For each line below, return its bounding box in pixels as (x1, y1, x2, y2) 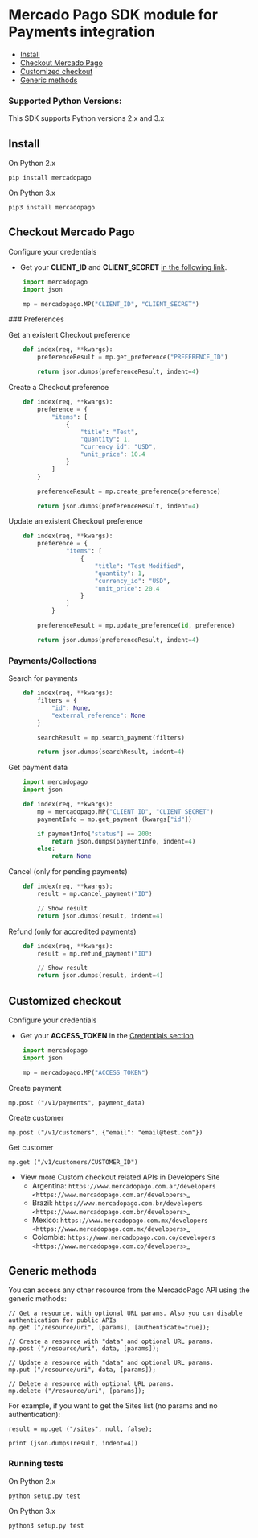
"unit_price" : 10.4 (80, 450, 146, 458)
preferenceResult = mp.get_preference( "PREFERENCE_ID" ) (37, 353, 228, 362)
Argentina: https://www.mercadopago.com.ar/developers (31, 1180, 216, 1190)
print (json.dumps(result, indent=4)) (8, 1440, 138, 1448)
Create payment (8, 1083, 62, 1092)
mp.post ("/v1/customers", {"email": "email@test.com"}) (8, 1128, 203, 1137)
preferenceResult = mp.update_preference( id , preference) (37, 622, 235, 630)
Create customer (8, 1113, 64, 1122)
